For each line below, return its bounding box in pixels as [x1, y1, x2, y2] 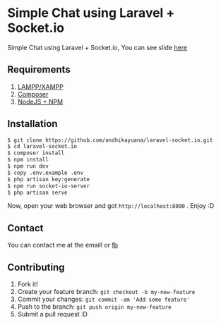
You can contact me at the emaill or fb [7, 241, 119, 250]
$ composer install [7, 149, 65, 157]
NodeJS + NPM [17, 97, 64, 106]
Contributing [7, 261, 65, 273]
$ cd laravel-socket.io [7, 143, 78, 150]
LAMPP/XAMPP [17, 82, 64, 91]
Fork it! [17, 280, 39, 288]
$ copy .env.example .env [7, 169, 83, 176]
